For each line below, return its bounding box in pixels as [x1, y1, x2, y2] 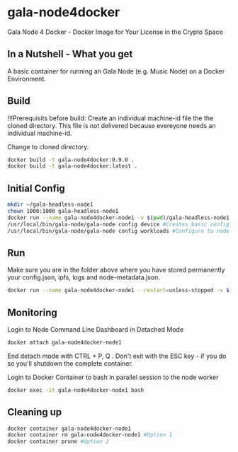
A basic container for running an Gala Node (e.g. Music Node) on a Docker [7, 66, 225, 75]
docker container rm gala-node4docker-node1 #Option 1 [7, 431, 173, 439]
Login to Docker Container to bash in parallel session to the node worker [7, 373, 219, 381]
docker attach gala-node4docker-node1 [7, 339, 122, 346]
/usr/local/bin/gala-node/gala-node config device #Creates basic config [7, 221, 230, 228]
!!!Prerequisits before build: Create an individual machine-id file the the [7, 114, 214, 122]
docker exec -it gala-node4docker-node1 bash [7, 386, 144, 393]
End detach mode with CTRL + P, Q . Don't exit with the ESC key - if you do [7, 352, 227, 360]
